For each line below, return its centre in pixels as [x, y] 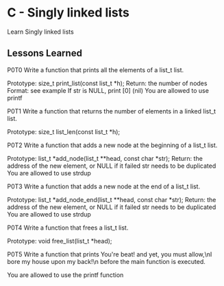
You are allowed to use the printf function [65, 275]
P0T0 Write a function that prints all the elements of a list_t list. [95, 69]
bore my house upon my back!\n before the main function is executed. [106, 261]
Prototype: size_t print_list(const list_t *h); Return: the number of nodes [107, 83]
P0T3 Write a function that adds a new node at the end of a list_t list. [104, 186]
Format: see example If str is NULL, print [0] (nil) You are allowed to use [108, 90]
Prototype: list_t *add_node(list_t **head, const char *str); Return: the [105, 158]
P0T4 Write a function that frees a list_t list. [68, 228]
